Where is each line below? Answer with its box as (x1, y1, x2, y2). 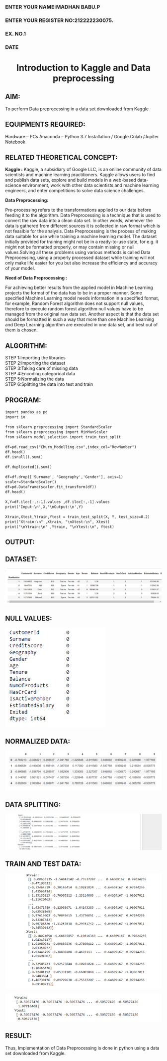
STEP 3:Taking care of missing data (5, 365, 78, 371)
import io (5, 414, 26, 420)
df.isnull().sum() (5, 454, 43, 460)
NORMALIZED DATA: (5, 737, 71, 746)
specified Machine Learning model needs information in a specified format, (5, 295, 160, 301)
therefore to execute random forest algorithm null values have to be (5, 306, 143, 312)
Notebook (5, 139, 26, 145)
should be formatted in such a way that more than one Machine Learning (5, 316, 154, 322)
